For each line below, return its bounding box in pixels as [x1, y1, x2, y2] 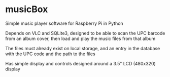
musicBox [5, 4, 48, 15]
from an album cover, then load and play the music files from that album [5, 35, 156, 42]
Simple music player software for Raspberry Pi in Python [5, 20, 123, 26]
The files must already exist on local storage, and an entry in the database [5, 45, 160, 51]
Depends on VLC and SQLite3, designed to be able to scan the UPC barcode [5, 30, 165, 36]
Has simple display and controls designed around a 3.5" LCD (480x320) [5, 60, 156, 66]
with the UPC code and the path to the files [5, 51, 95, 57]
